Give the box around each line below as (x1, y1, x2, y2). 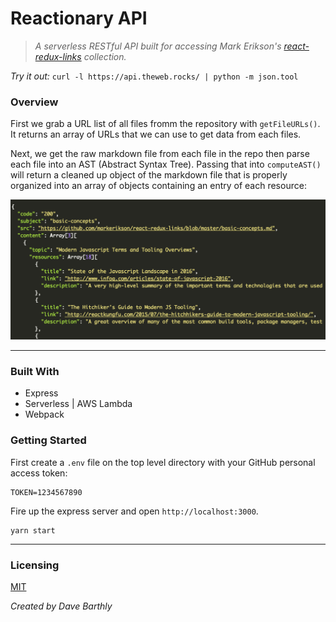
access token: (10, 467, 68, 479)
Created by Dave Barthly (10, 600, 113, 612)
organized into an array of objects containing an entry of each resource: (10, 180, 307, 192)
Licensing (10, 558, 60, 572)
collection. (83, 50, 127, 62)
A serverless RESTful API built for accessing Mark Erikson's (34, 40, 282, 52)
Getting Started (10, 433, 87, 447)
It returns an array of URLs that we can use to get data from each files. (10, 128, 302, 141)
